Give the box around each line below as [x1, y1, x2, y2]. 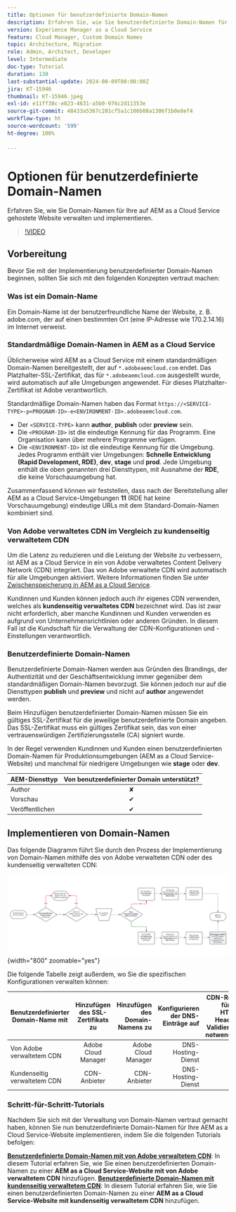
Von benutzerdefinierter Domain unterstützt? [63, 775, 199, 783]
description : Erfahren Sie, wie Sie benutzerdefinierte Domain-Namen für [7, 18, 228, 26]
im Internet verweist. [7, 322, 67, 331]
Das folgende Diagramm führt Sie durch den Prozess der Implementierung [7, 846, 223, 854]
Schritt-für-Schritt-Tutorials [7, 1100, 105, 1109]
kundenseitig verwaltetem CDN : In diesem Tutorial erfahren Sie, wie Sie [7, 1181, 218, 1190]
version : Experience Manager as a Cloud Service [7, 26, 152, 33]
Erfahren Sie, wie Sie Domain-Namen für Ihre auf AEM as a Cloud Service [7, 206, 220, 215]
